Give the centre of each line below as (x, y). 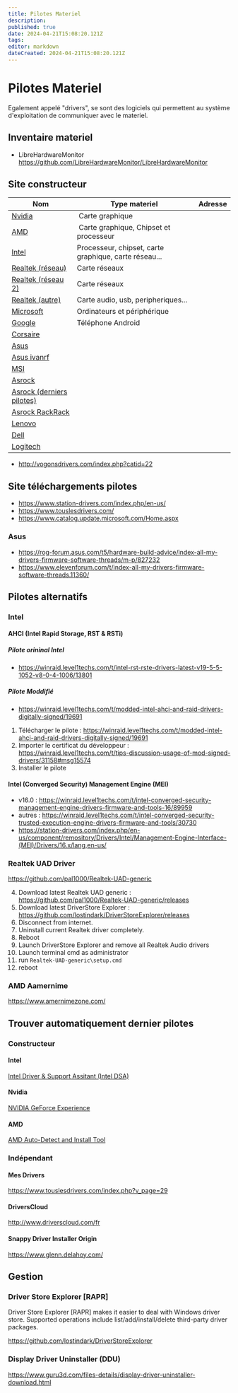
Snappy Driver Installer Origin (53, 1239)
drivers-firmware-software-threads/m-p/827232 (89, 560)
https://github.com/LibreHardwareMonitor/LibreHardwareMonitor (113, 162)
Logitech (26, 447)
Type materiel (134, 204)
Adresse (213, 204)
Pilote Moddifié (31, 692)
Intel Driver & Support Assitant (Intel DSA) (69, 1076)
